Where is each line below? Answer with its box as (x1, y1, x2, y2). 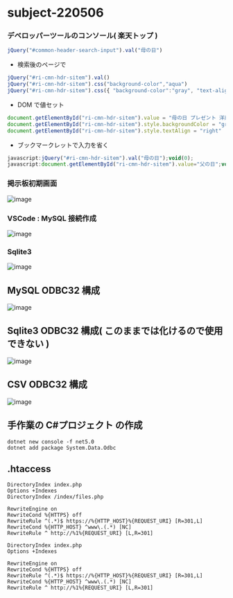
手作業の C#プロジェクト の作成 (7, 419, 144, 431)
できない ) (7, 338, 50, 350)
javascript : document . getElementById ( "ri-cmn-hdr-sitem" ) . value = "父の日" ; (7, 161, 222, 168)
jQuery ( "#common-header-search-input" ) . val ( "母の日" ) (7, 47, 163, 54)
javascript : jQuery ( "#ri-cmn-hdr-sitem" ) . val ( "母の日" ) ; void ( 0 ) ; (7, 155, 194, 161)
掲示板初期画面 (7, 179, 58, 188)
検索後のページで (17, 60, 67, 69)
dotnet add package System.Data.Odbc (7, 444, 116, 451)
